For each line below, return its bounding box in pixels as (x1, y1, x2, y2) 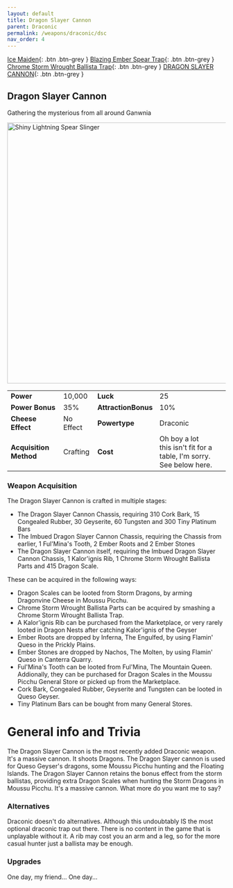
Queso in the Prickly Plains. (17, 641, 96, 649)
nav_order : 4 (7, 36, 45, 43)
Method (10, 451, 37, 461)
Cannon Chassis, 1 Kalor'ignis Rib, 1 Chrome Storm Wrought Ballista (17, 555, 210, 563)
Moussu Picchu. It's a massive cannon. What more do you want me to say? (7, 784, 221, 793)
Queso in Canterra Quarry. (17, 656, 93, 664)
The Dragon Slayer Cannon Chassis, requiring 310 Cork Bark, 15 (17, 510, 200, 518)
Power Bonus (10, 402, 55, 412)
